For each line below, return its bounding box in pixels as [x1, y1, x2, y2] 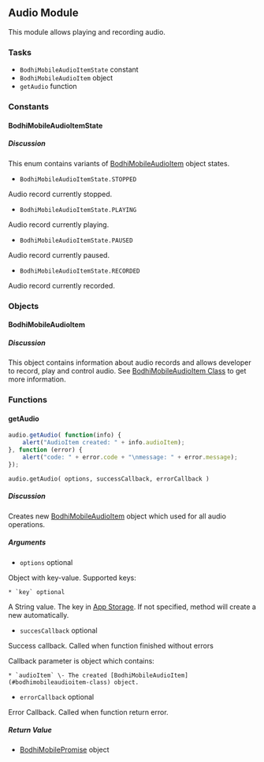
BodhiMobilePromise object [19, 745, 110, 755]
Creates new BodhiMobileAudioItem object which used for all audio [8, 511, 227, 521]
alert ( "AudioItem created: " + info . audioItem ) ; [22, 439, 185, 447]
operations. [8, 519, 46, 529]
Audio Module [8, 6, 79, 20]
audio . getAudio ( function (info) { [8, 431, 122, 440]
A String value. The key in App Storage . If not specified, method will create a [8, 602, 256, 611]
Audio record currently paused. [8, 250, 110, 259]
